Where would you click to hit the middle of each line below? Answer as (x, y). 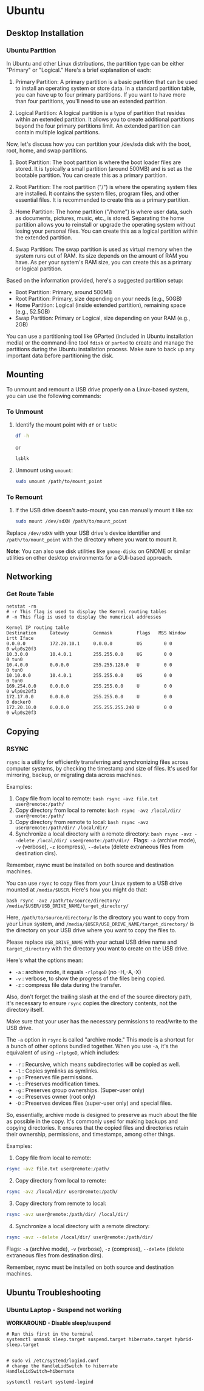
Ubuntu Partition (31, 50)
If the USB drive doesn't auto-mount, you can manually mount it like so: (104, 510)
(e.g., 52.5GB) (32, 311)
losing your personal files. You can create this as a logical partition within (106, 231)
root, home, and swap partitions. (47, 150)
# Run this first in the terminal (50, 1334)
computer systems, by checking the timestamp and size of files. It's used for (102, 769)
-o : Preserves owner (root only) (55, 1097)
